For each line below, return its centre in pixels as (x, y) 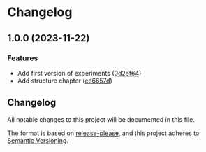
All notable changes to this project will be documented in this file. (101, 119)
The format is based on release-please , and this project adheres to (103, 133)
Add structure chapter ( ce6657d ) (65, 81)
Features (23, 58)
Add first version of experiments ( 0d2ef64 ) (79, 73)
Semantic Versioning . (38, 140)
